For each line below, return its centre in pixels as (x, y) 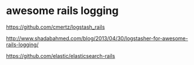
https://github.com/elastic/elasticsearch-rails (61, 56)
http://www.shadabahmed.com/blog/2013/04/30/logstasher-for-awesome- (97, 38)
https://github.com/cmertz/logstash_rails (56, 27)
